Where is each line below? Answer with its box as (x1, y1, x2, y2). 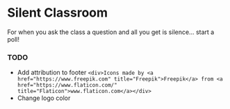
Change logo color (17, 94, 71, 102)
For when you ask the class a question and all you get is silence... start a (7, 28, 215, 36)
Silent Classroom (7, 5, 108, 21)
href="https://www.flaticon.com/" (17, 82, 117, 89)
